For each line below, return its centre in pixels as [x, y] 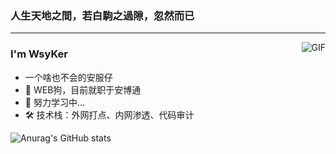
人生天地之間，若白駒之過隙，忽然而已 [102, 15]
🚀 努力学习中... [55, 102]
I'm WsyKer [39, 54]
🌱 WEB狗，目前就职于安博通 [83, 89]
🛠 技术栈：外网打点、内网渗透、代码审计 [109, 114]
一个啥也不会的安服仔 [68, 77]
